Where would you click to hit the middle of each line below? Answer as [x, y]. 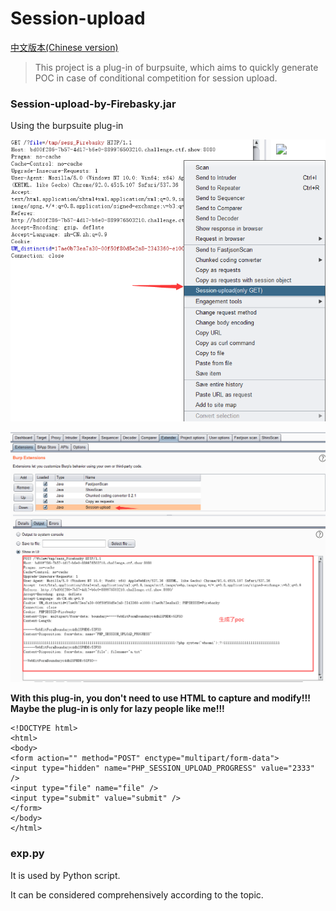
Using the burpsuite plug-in [67, 126]
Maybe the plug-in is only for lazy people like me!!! [117, 709]
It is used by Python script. [65, 875]
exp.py [27, 854]
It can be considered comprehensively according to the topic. [137, 894]
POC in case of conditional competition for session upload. [156, 78]
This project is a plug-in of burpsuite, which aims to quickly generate [176, 67]
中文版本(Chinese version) [64, 47]
